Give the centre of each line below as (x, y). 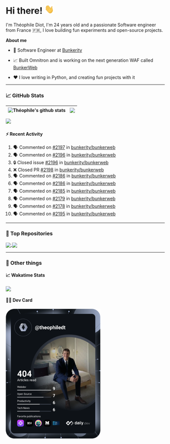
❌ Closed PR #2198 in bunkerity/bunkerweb (58, 170)
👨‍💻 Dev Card (19, 300)
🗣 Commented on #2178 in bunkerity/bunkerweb (64, 206)
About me (16, 40)
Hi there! (24, 11)
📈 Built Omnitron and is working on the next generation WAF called (83, 60)
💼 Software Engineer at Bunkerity (47, 50)
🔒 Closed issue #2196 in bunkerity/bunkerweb (61, 163)
